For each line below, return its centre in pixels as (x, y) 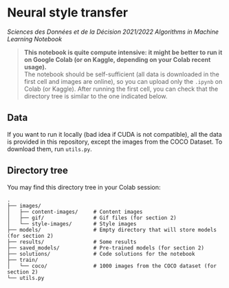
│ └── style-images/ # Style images (72, 224)
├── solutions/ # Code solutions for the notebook (101, 254)
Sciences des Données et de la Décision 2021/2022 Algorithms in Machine (113, 32)
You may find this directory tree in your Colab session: (84, 187)
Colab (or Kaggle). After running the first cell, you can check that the (121, 89)
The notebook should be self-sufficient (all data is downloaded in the (122, 74)
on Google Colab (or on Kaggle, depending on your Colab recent (117, 59)
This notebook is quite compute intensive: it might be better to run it (123, 52)
